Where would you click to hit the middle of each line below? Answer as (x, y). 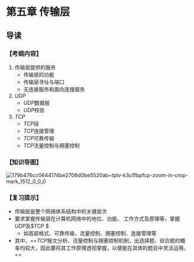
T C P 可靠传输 (39, 138)
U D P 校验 (34, 110)
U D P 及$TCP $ (32, 226)
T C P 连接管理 (39, 131)
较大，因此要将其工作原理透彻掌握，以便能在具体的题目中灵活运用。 (107, 248)
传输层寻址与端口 (44, 82)
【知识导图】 (24, 162)
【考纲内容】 (24, 53)
